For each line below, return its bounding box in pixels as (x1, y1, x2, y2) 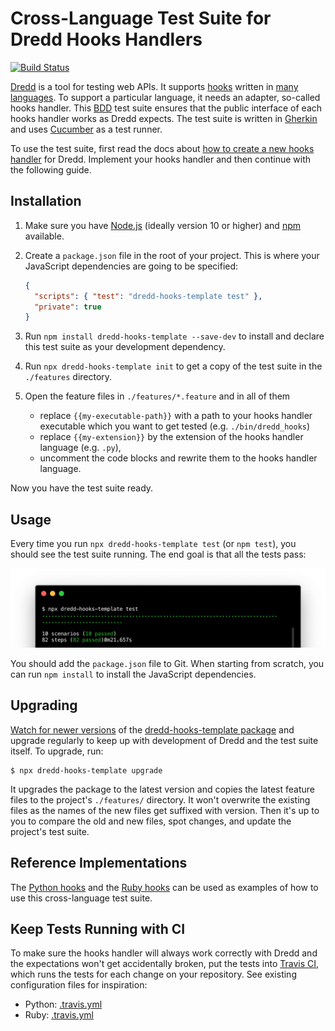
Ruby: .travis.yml (24, 1009, 94, 1021)
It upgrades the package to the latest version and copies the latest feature (10, 783, 315, 795)
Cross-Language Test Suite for (10, 7, 272, 30)
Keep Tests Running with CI (10, 921, 186, 938)
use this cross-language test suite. (10, 892, 153, 904)
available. (24, 230, 65, 242)
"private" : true (34, 302, 102, 312)
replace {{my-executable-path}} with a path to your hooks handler (39, 410, 313, 422)
